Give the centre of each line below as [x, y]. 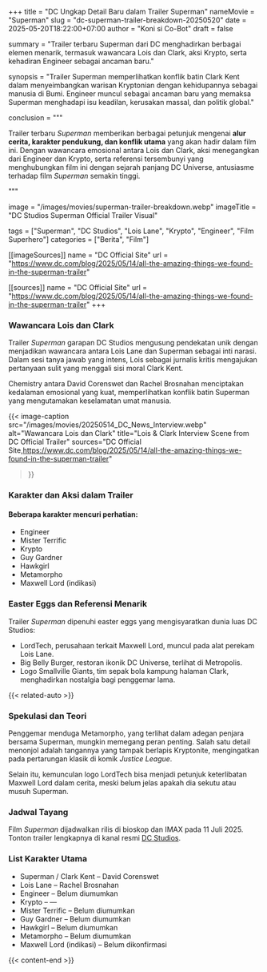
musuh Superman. [39, 792]
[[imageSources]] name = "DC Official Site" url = [88, 255]
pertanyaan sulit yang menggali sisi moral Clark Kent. [96, 369]
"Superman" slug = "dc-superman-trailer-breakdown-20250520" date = [128, 20]
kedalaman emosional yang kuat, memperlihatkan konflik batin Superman [129, 393]
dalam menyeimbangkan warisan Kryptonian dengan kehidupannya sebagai [133, 85]
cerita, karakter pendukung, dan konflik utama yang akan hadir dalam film [132, 142]
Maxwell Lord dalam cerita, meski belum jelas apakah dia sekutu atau [122, 783]
